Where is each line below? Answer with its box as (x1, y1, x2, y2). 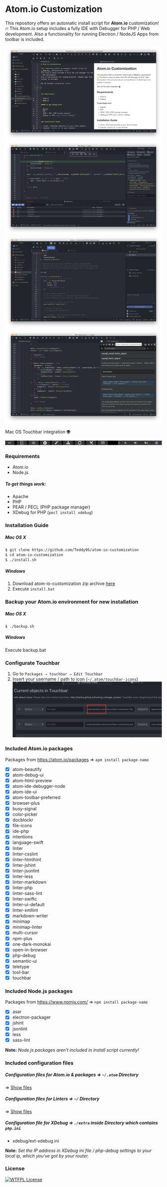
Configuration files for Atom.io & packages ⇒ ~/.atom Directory (5, 1072, 139, 1078)
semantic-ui (12, 958, 37, 964)
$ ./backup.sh (5, 623, 35, 629)
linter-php (12, 884, 33, 890)
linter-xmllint (12, 907, 38, 913)
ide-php (12, 828, 29, 834)
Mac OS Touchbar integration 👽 (5, 429, 71, 435)
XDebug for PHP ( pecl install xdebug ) (12, 510, 93, 516)
